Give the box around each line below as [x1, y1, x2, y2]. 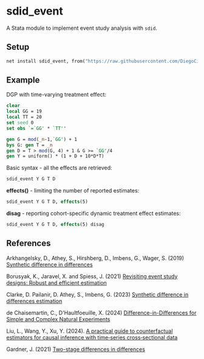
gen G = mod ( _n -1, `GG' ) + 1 [6, 136, 78, 142]
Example [6, 75, 40, 86]
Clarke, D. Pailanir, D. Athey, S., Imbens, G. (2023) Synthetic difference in [6, 290, 189, 298]
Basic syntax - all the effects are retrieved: [6, 164, 112, 171]
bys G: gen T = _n [6, 142, 53, 148]
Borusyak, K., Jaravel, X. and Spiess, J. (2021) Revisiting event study [6, 272, 178, 280]
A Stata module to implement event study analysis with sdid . [6, 24, 158, 32]
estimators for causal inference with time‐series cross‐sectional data [6, 333, 178, 341]
